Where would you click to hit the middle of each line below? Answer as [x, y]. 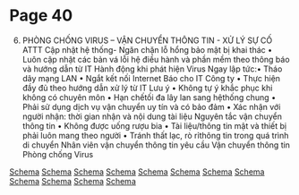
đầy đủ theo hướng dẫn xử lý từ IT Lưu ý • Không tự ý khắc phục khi [147, 88]
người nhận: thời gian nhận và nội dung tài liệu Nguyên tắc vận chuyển [152, 116]
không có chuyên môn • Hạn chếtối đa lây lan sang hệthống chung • [149, 97]
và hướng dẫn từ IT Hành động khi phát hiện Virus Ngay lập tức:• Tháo [152, 69]
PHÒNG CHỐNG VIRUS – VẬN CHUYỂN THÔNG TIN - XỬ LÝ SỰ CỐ [147, 40]
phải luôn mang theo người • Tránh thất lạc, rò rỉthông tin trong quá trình [155, 135]
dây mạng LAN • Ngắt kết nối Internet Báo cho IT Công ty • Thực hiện [151, 78]
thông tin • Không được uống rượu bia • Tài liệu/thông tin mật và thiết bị [154, 125]
